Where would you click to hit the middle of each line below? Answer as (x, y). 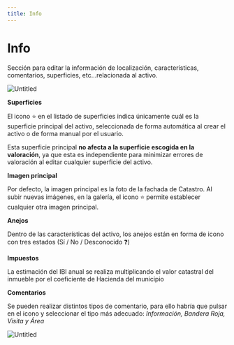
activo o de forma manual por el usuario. (66, 133)
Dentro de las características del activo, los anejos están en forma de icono (116, 234)
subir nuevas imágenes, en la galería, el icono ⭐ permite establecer (104, 197)
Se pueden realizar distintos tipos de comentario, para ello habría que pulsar (117, 306)
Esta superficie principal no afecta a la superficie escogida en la (101, 147)
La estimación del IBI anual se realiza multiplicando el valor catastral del (111, 271)
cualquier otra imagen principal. (53, 207)
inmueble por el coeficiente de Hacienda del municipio (86, 279)
